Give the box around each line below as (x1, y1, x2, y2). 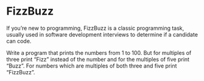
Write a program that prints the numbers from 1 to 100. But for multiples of (6, 49, 192, 56)
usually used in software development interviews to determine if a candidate (6, 30, 198, 38)
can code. (6, 37, 32, 44)
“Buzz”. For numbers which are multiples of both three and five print (6, 62, 177, 69)
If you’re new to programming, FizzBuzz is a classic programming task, (6, 24, 185, 32)
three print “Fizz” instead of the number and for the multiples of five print (6, 55, 190, 63)
